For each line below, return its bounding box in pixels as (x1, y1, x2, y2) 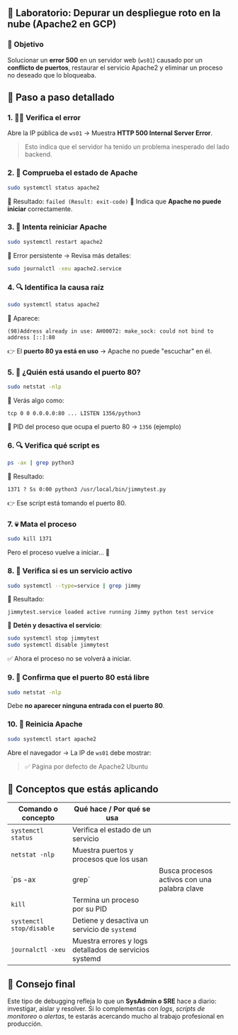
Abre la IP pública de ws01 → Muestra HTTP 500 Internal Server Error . (7, 129, 213, 137)
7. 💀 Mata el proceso (7, 520, 77, 530)
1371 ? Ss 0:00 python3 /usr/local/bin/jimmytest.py (7, 486, 166, 493)
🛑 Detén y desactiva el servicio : (7, 621, 103, 630)
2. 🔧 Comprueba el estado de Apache (7, 168, 138, 178)
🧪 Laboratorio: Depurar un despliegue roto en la (7, 7, 221, 19)
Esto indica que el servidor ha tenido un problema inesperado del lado (24, 143, 230, 151)
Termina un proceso (72, 895, 140, 905)
